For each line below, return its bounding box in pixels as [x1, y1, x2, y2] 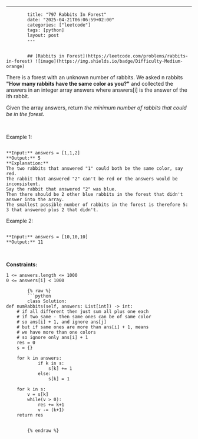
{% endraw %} [27, 428, 60, 434]
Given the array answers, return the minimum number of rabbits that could [6, 104, 187, 111]
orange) [6, 63, 25, 69]
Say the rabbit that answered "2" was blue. [6, 186, 117, 192]
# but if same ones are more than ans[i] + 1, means [16, 324, 149, 330]
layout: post [27, 33, 60, 38]
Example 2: [6, 217, 34, 224]
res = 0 [16, 340, 35, 346]
